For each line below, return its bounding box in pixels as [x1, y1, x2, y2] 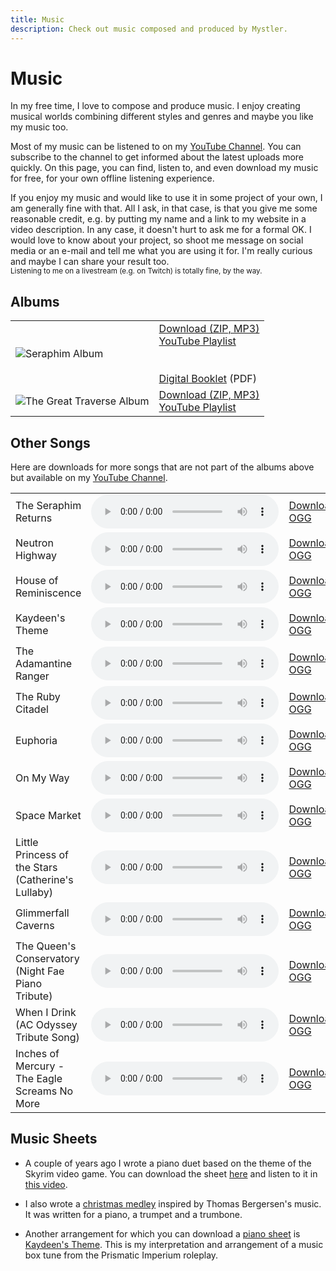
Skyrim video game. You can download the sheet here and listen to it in [24, 1167, 318, 1180]
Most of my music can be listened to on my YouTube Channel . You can [10, 141, 302, 153]
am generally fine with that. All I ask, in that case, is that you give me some [10, 202, 318, 215]
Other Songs [10, 434, 91, 451]
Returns [15, 511, 53, 525]
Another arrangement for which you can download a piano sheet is [24, 1227, 301, 1240]
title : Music [10, 14, 65, 25]
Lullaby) [15, 886, 53, 900]
